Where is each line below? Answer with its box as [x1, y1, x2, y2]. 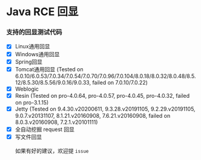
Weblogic [15, 85, 39, 92]
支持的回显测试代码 [6, 28, 62, 36]
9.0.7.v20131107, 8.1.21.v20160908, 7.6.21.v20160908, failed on [15, 112, 171, 119]
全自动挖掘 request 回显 [15, 126, 74, 133]
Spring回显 [15, 58, 42, 65]
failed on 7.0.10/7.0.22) [92, 78, 148, 86]
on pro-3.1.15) [15, 98, 49, 106]
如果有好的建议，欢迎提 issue [15, 147, 89, 155]
